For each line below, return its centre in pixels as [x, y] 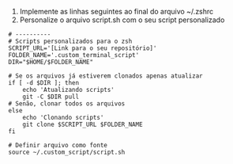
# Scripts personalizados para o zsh [70, 41]
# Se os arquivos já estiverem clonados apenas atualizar [105, 76]
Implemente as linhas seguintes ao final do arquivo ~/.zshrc [116, 11]
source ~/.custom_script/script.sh [67, 152]
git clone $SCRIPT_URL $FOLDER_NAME [83, 124]
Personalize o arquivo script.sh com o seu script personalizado [122, 20]
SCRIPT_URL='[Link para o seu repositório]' [83, 48]
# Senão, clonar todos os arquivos [67, 104]
